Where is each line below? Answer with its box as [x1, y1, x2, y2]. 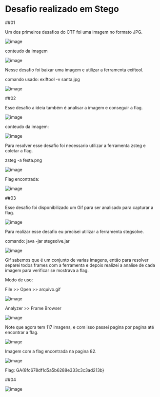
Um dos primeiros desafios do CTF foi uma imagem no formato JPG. [5, 29, 143, 35]
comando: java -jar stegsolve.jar [5, 238, 70, 244]
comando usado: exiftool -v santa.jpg [5, 76, 80, 82]
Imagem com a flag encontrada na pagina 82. [5, 348, 97, 354]
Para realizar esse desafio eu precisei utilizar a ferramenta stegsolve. [5, 229, 144, 234]
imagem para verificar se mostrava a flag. [5, 267, 89, 273]
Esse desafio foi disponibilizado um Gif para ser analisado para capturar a [5, 204, 154, 210]
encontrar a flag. [5, 329, 39, 335]
